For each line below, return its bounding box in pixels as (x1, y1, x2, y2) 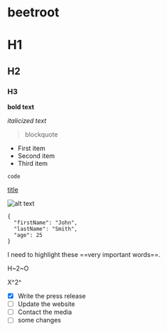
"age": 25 (14, 232, 43, 239)
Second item (17, 152, 55, 160)
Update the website (17, 300, 76, 308)
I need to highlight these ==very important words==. (7, 251, 161, 259)
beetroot (7, 4, 60, 21)
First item (17, 144, 45, 153)
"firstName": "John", (14, 219, 78, 226)
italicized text (7, 117, 47, 125)
